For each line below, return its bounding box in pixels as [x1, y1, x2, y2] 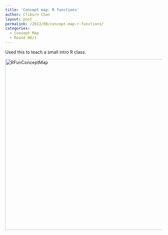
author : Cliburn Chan [5, 12, 50, 17]
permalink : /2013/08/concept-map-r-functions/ [5, 21, 104, 27]
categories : [5, 26, 30, 31]
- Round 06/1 [9, 36, 37, 41]
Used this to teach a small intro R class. [5, 49, 86, 55]
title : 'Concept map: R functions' [5, 7, 79, 13]
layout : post [5, 17, 32, 22]
